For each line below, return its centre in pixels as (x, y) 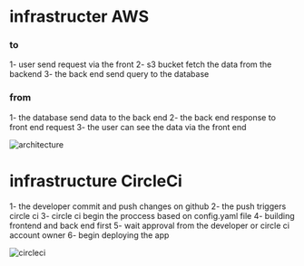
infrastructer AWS (79, 17)
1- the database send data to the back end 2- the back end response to (143, 117)
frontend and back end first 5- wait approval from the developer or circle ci (150, 225)
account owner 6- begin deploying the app (89, 235)
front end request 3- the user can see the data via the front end (128, 127)
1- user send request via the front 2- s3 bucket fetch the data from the (141, 64)
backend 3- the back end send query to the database (109, 74)
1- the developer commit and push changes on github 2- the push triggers (148, 206)
